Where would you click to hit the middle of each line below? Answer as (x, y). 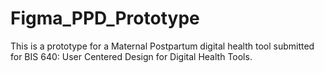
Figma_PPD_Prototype (105, 18)
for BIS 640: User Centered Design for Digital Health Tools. (131, 56)
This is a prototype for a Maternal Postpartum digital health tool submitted (162, 46)
